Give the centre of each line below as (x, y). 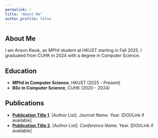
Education (21, 71)
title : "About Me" (24, 14)
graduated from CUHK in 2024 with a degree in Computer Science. (73, 56)
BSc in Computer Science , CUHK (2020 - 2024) (61, 88)
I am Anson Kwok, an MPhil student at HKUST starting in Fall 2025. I (73, 50)
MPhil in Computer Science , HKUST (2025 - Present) (66, 83)
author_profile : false (28, 19)
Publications (25, 103)
